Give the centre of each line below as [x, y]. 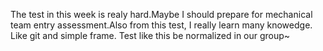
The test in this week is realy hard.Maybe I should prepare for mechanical [161, 14]
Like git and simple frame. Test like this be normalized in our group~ [150, 35]
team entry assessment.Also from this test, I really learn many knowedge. [161, 25]
